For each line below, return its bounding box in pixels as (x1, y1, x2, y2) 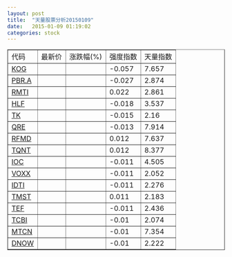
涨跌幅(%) (68, 52, 102, 62)
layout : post (7, 10, 45, 17)
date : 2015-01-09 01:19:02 (7, 23, 91, 30)
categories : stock (7, 29, 60, 37)
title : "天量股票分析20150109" (7, 17, 95, 23)
